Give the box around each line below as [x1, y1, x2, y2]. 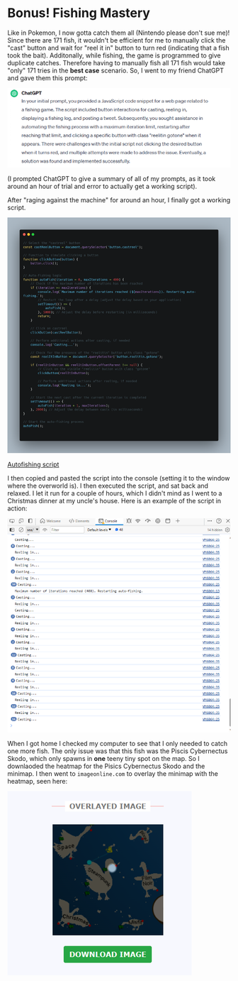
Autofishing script [7, 460, 59, 469]
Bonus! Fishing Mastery [7, 5, 151, 21]
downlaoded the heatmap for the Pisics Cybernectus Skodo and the [7, 762, 205, 770]
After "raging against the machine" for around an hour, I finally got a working [7, 195, 231, 204]
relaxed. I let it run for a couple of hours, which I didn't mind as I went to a [7, 489, 222, 498]
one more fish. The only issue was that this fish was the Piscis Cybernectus [7, 747, 228, 755]
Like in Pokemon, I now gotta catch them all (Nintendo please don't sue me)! [7, 28, 230, 37]
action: [7, 504, 28, 513]
